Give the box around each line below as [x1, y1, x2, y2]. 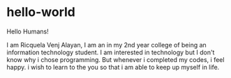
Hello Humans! [6, 27, 50, 36]
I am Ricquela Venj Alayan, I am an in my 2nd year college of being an [6, 40, 207, 49]
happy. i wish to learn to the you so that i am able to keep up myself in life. [6, 63, 220, 71]
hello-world [6, 4, 76, 20]
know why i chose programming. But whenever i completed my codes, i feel [6, 55, 225, 63]
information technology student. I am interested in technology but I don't [6, 48, 215, 56]
